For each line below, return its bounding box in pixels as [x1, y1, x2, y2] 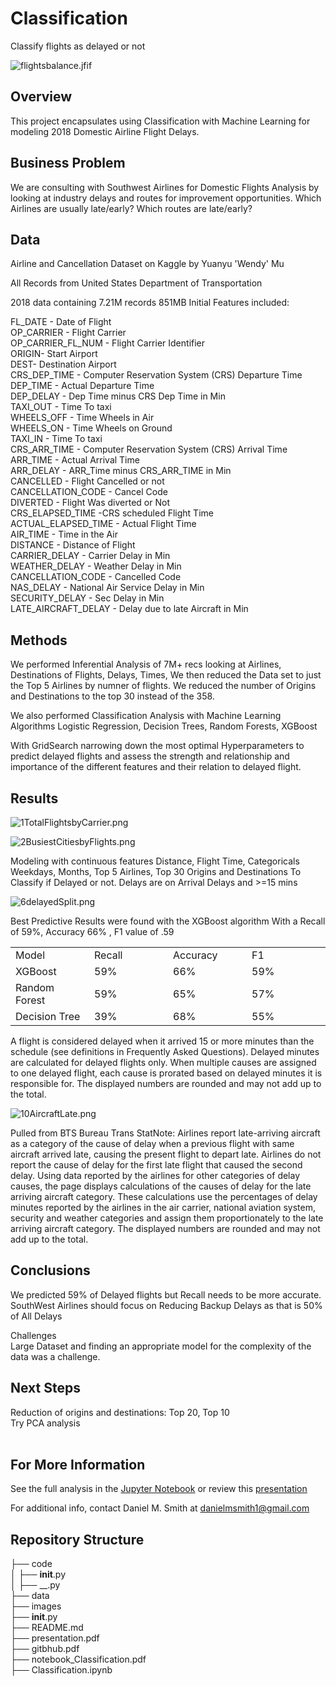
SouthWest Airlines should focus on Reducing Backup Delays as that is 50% [10, 1299, 323, 1311]
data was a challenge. [10, 1350, 101, 1362]
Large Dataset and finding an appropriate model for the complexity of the [10, 1340, 312, 1352]
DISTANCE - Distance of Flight [10, 539, 136, 551]
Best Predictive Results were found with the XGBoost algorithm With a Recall [10, 915, 326, 927]
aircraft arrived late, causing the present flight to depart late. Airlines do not [10, 1148, 322, 1160]
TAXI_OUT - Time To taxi [10, 401, 112, 413]
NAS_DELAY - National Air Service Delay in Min [10, 582, 205, 594]
